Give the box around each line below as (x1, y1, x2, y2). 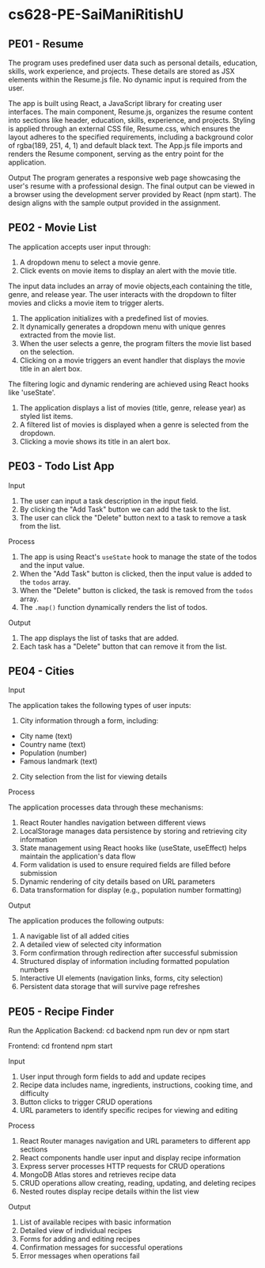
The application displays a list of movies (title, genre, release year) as (19, 402, 246, 413)
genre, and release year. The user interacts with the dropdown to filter (8, 289, 237, 299)
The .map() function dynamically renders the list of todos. (19, 602, 208, 611)
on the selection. (19, 347, 75, 356)
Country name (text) (19, 740, 86, 749)
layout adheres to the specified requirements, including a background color (8, 132, 254, 142)
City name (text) (19, 731, 73, 741)
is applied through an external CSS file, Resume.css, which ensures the (8, 124, 240, 133)
